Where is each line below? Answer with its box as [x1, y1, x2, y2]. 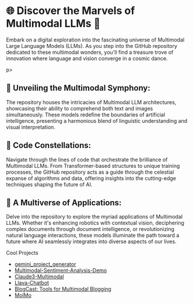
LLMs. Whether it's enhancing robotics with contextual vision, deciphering [6, 219, 185, 226]
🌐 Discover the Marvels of [6, 4, 135, 18]
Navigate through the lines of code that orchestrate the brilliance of [6, 156, 168, 163]
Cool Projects [6, 250, 39, 257]
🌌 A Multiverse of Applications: [6, 198, 122, 208]
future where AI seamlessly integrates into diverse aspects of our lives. [6, 238, 177, 245]
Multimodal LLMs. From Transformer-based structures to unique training [6, 162, 180, 169]
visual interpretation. [6, 123, 55, 130]
